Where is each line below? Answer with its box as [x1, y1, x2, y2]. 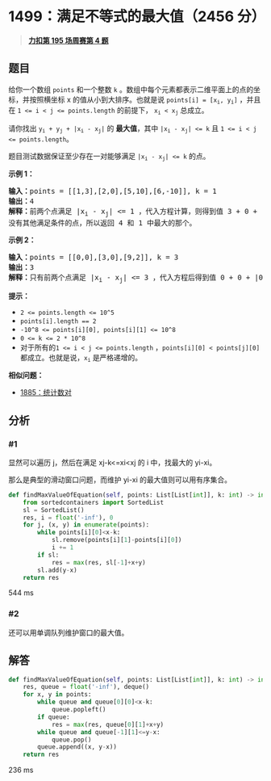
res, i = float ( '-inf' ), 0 [23, 514, 114, 522]
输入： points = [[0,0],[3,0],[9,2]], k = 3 [8, 253, 179, 262]
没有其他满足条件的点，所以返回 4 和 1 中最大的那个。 [8, 219, 197, 228]
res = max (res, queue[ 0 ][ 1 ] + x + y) [51, 720, 164, 729]
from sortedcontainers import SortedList [23, 498, 164, 506]
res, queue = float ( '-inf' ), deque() [23, 683, 150, 691]
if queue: [37, 712, 70, 721]
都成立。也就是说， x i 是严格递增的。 [19, 352, 143, 363]
